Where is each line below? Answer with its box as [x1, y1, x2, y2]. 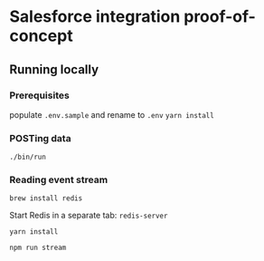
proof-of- [184, 6, 256, 27]
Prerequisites [9, 89, 70, 101]
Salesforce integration [9, 6, 181, 27]
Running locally [9, 62, 99, 77]
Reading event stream [9, 174, 108, 187]
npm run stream [9, 243, 67, 253]
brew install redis [9, 194, 83, 203]
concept [9, 25, 74, 46]
